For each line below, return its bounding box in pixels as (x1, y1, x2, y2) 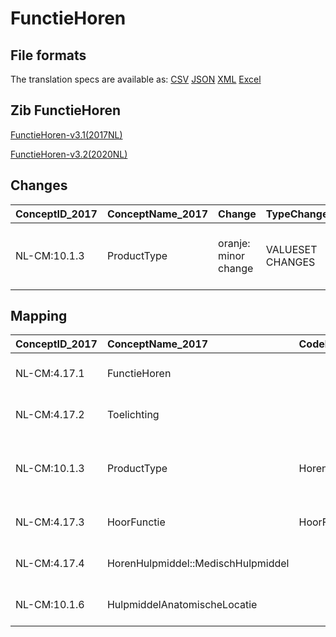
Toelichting (106, 408, 160, 422)
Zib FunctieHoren (10, 102, 122, 119)
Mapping (10, 308, 68, 325)
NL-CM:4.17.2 (15, 408, 85, 422)
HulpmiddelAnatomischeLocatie (106, 598, 258, 612)
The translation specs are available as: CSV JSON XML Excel (10, 73, 262, 85)
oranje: (218, 236, 251, 250)
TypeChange (265, 207, 329, 221)
